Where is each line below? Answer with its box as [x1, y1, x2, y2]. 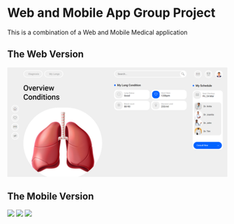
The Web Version [7, 48, 84, 60]
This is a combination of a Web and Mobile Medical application [7, 28, 188, 36]
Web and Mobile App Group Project [7, 5, 216, 21]
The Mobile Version [7, 190, 94, 202]
